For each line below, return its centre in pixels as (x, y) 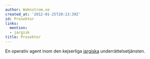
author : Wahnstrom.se (27, 10)
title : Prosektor (23, 37)
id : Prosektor (20, 19)
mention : (19, 28)
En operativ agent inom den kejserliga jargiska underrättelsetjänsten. (75, 51)
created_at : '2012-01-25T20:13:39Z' (43, 14)
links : (12, 23)
